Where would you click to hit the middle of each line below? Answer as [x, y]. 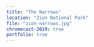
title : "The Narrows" [34, 12]
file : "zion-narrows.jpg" [39, 23]
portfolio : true [27, 35]
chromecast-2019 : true [35, 29]
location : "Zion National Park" [47, 18]
